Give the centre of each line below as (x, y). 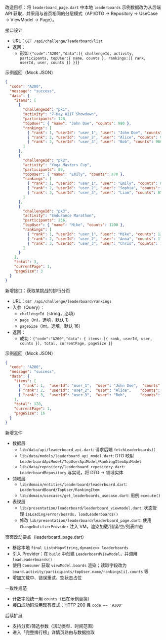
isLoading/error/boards (50, 514)
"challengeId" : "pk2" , (46, 160)
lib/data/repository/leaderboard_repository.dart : (72, 466)
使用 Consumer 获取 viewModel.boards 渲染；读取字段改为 (69, 565)
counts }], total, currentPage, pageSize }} (66, 343)
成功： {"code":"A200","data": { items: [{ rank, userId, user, (86, 338)
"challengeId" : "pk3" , (46, 211)
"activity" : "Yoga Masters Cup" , (57, 165)
